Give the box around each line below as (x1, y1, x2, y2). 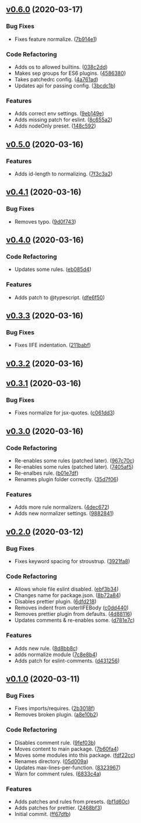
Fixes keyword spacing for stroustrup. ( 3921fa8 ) (14, 558, 131, 565)
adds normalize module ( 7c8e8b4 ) (14, 651, 98, 658)
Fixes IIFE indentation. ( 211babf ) (14, 342, 91, 349)
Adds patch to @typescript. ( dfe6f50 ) (14, 294, 105, 301)
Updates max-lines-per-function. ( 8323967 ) (14, 764, 121, 771)
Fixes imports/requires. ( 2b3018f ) (14, 705, 95, 712)
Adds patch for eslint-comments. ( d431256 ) (14, 657, 120, 664)
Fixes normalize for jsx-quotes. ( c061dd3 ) (14, 409, 115, 416)
